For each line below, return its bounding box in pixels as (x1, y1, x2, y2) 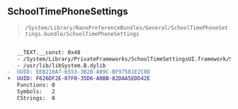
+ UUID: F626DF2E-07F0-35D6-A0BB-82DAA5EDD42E (7, 75, 151, 82)
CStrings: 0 (16, 94, 55, 101)
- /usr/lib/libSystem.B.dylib (16, 62, 106, 69)
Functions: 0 (16, 82, 55, 89)
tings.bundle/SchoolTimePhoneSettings (24, 30, 140, 37)
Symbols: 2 (16, 88, 55, 96)
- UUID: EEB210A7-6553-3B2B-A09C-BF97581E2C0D (7, 68, 151, 76)
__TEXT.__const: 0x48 (16, 49, 81, 56)
